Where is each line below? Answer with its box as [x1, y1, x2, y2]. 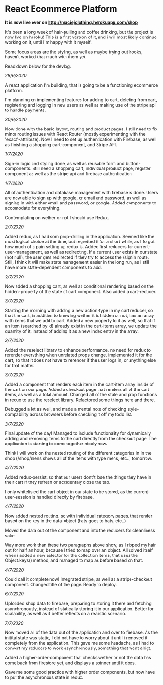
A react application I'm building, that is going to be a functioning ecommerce [5, 82, 158, 88]
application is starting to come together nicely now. [5, 441, 108, 446]
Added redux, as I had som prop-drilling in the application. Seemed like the [5, 233, 155, 239]
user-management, [5, 249, 44, 255]
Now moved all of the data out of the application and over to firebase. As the [5, 629, 158, 635]
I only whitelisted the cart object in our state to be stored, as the [5, 488, 133, 495]
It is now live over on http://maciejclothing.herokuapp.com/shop [5, 19, 138, 25]
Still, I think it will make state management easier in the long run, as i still [5, 259, 149, 265]
